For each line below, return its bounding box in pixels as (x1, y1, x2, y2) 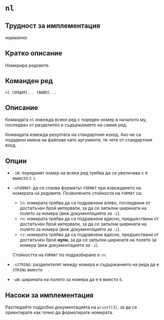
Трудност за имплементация (5, 21, 100, 30)
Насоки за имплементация (5, 291, 93, 300)
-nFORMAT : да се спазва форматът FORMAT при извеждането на (12, 185, 142, 191)
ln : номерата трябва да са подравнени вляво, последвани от (19, 200, 151, 206)
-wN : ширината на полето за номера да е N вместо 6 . (12, 277, 123, 283)
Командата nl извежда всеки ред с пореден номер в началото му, (5, 117, 147, 123)
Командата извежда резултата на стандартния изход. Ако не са (5, 132, 141, 138)
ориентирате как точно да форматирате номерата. (5, 310, 113, 316)
